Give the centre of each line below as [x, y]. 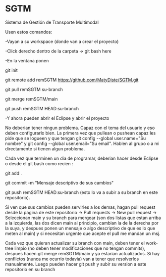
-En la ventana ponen [27, 60]
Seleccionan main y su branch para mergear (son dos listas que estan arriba [83, 218]
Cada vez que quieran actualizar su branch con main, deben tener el [75, 243]
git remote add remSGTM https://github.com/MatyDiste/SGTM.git [72, 80]
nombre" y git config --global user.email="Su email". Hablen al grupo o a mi [82, 143]
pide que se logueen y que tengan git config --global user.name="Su [76, 138]
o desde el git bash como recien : [39, 163]
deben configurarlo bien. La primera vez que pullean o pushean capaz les [81, 133]
